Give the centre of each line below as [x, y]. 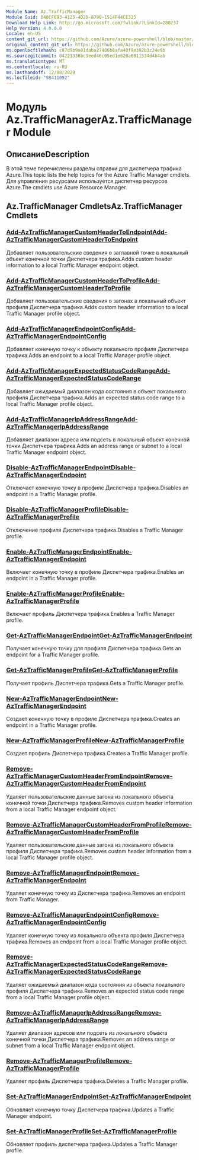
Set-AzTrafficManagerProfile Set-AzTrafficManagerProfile [92, 1131]
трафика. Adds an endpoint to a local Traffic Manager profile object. [89, 355]
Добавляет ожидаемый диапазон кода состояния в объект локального [96, 391]
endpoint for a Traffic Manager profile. [53, 655]
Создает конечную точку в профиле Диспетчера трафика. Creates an [93, 719]
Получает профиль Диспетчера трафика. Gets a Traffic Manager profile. [95, 683]
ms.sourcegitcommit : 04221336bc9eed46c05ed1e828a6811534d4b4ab [86, 56]
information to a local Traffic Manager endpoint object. [73, 265]
